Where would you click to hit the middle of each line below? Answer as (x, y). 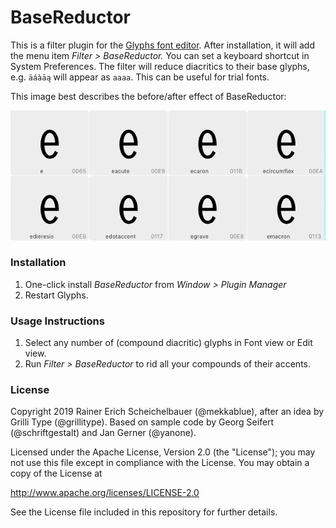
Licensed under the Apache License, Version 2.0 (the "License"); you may (163, 452)
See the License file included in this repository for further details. (144, 512)
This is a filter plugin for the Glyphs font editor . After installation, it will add (163, 45)
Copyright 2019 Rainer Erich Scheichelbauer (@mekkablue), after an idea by (167, 412)
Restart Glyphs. (56, 295)
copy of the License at (56, 473)
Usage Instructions (57, 321)
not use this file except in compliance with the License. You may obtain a (160, 463)
